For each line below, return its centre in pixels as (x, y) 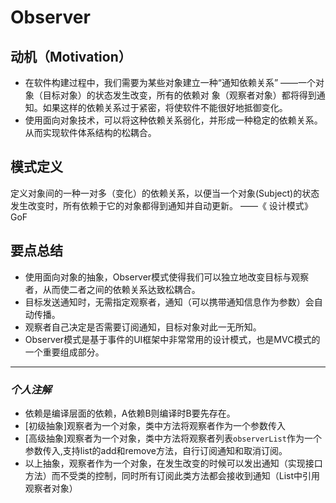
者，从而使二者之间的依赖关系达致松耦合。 (112, 289)
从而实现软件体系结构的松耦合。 (90, 132)
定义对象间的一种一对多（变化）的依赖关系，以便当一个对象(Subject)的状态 (165, 193)
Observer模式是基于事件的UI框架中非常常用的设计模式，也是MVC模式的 (172, 339)
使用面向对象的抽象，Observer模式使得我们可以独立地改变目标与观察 (167, 277)
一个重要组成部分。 (64, 352)
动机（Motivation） (71, 56)
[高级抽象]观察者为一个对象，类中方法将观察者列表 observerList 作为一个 (173, 438)
